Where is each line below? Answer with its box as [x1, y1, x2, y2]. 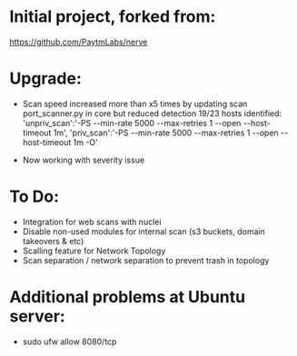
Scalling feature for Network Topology [22, 245, 166, 256]
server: [9, 306, 65, 326]
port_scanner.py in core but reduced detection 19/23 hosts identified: [22, 107, 282, 119]
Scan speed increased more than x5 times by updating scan [22, 98, 248, 109]
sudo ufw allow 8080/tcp [22, 336, 117, 347]
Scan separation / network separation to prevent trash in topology [22, 254, 270, 265]
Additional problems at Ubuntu [9, 287, 246, 307]
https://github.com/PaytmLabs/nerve [9, 36, 148, 47]
